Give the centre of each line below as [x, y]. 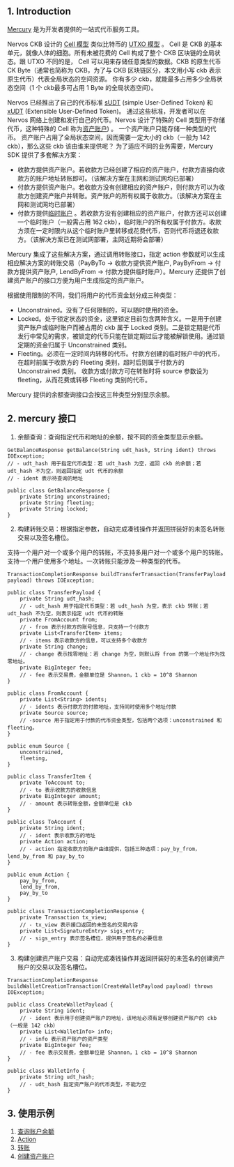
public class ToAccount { [45, 822]
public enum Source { [39, 746]
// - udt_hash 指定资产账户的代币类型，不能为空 [83, 1084]
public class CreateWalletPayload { [60, 1004]
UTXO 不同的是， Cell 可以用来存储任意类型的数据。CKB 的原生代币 [124, 61]
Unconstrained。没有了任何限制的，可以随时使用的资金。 [100, 310]
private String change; [54, 647]
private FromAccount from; [59, 619]
